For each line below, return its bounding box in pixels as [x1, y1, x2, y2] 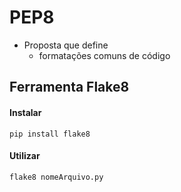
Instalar [9, 106, 42, 118]
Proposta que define [23, 39, 109, 51]
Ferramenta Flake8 [9, 79, 130, 96]
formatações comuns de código [38, 49, 171, 61]
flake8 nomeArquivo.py [9, 172, 104, 182]
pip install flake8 [9, 129, 91, 139]
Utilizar [9, 150, 41, 162]
